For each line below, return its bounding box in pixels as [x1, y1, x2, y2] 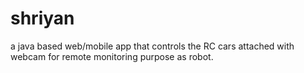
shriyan [10, 7, 75, 30]
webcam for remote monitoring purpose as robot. [10, 50, 214, 62]
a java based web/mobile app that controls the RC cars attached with [10, 40, 295, 52]
